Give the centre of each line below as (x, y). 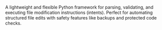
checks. (13, 23)
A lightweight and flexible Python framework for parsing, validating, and (79, 7)
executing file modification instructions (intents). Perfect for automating (79, 12)
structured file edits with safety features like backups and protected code (81, 18)
